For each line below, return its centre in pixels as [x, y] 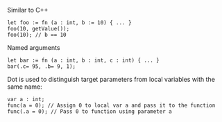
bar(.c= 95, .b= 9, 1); [42, 67]
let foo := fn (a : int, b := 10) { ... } [69, 23]
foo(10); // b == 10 [37, 35]
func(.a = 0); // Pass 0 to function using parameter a [89, 112]
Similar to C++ [28, 10]
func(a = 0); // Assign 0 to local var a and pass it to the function [111, 105]
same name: [25, 87]
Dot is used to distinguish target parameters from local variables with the [111, 79]
